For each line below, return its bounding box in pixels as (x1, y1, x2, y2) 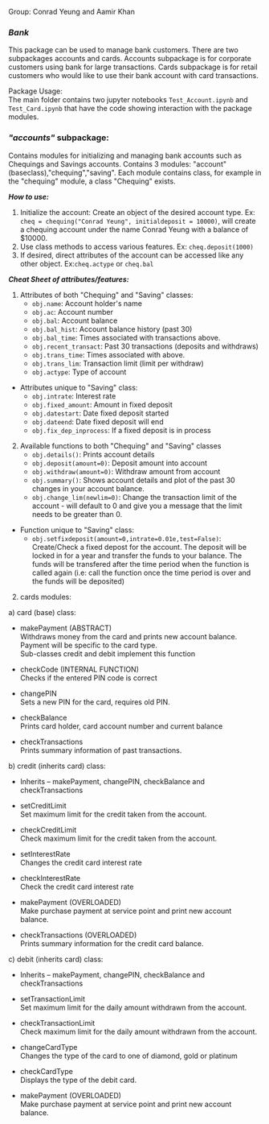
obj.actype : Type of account (31, 366, 127, 377)
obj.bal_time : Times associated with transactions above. (31, 333, 221, 342)
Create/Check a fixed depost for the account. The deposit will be (31, 542, 247, 552)
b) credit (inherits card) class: (8, 761, 106, 771)
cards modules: (19, 592, 72, 601)
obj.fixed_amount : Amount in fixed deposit (31, 399, 173, 409)
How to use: (8, 192, 50, 201)
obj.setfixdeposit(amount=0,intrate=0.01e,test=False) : (31, 533, 222, 543)
